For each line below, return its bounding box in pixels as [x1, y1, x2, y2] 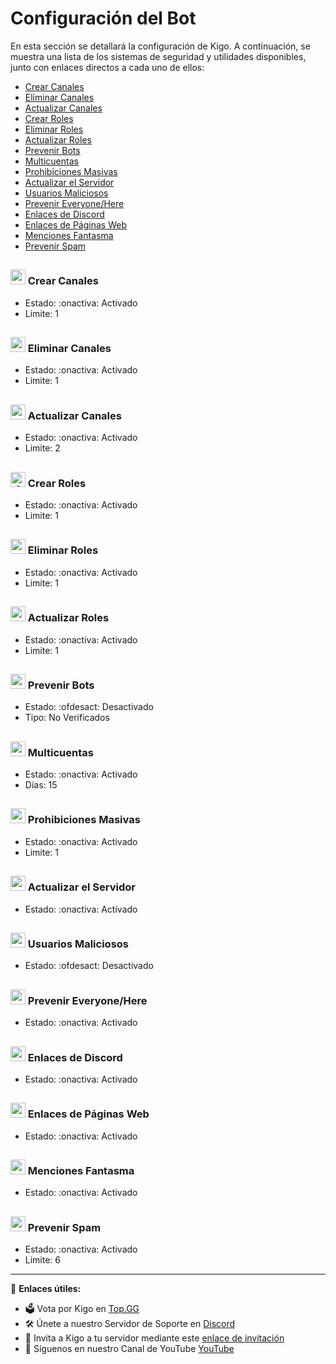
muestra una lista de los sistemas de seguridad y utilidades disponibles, [10, 50, 307, 62]
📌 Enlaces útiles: [10, 1283, 82, 1295]
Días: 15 [24, 779, 58, 791]
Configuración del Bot [10, 7, 197, 30]
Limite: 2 [24, 442, 61, 454]
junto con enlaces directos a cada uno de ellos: [10, 61, 205, 73]
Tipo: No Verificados [24, 712, 110, 724]
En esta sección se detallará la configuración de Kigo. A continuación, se [10, 40, 311, 52]
